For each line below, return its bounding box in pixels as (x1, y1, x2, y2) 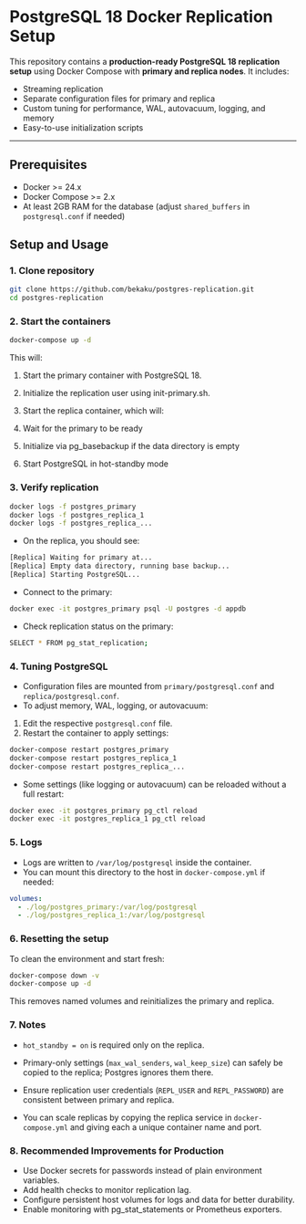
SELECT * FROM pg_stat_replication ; (9, 638, 148, 647)
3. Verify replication (9, 481, 99, 494)
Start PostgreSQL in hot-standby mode (22, 458, 168, 469)
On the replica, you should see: (22, 536, 140, 547)
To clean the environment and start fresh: (9, 953, 166, 964)
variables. (22, 1175, 60, 1186)
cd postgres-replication (9, 294, 104, 303)
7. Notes (9, 1019, 46, 1031)
